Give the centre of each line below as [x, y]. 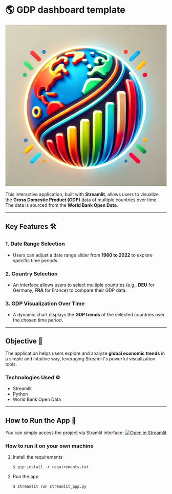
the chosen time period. [38, 320]
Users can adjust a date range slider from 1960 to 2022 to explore [82, 255]
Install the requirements [38, 457]
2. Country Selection [31, 273]
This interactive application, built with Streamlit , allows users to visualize [82, 194]
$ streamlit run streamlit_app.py [49, 487]
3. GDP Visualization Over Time [45, 304]
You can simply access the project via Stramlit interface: [64, 433]
